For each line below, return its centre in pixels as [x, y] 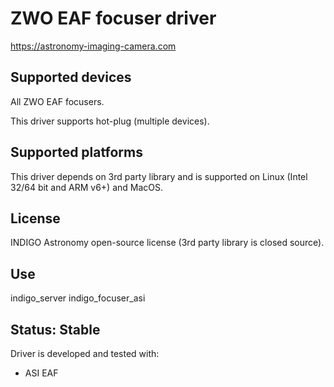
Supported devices [71, 77]
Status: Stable [55, 329]
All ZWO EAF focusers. [57, 101]
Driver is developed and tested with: [85, 353]
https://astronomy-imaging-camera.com [93, 46]
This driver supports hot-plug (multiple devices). [110, 121]
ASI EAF [41, 373]
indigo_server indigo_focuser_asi [78, 298]
